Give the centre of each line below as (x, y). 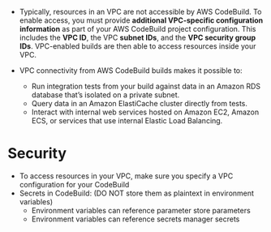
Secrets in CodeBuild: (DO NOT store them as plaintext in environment (137, 193)
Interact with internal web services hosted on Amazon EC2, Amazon (145, 112)
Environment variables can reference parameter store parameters (141, 210)
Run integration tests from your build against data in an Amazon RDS (146, 86)
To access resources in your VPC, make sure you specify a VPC (126, 176)
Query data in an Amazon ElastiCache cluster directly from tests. (140, 103)
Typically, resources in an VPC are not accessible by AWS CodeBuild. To (140, 12)
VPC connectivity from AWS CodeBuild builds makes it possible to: (131, 71)
